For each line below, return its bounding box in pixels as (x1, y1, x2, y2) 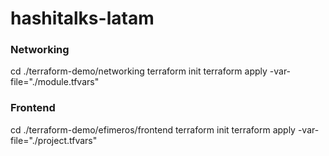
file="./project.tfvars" (10, 134, 98, 146)
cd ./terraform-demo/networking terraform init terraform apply (10, 65, 268, 77)
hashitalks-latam (10, 7, 155, 30)
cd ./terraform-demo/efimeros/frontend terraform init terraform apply (10, 123, 296, 136)
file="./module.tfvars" (10, 76, 100, 88)
